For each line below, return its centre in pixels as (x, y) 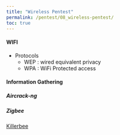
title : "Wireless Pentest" (40, 12)
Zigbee (15, 111)
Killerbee (17, 126)
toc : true (19, 23)
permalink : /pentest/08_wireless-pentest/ (60, 17)
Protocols (27, 55)
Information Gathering (34, 82)
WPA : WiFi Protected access (60, 68)
